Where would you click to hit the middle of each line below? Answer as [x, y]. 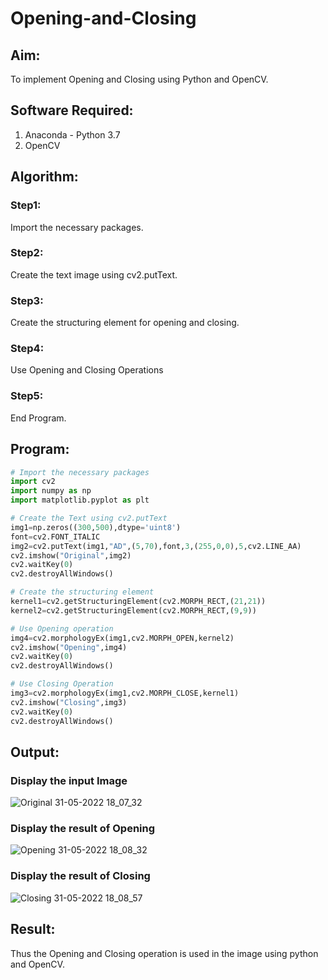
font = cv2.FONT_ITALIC [55, 537]
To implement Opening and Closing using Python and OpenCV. [139, 79]
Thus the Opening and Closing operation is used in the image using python [164, 953]
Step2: [27, 253]
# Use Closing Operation [62, 684]
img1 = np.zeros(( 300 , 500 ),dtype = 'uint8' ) [96, 527]
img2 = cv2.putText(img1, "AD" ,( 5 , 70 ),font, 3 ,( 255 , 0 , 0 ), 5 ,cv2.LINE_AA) [156, 546]
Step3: [27, 300]
